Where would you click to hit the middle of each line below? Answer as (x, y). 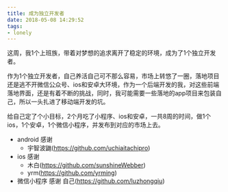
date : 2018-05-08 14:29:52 (46, 20)
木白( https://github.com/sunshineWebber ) (86, 165)
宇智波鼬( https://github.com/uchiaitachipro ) (89, 148)
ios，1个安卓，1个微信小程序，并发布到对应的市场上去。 (86, 125)
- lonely (20, 33)
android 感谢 (35, 140)
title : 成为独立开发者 (36, 13)
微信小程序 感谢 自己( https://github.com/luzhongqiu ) (91, 181)
